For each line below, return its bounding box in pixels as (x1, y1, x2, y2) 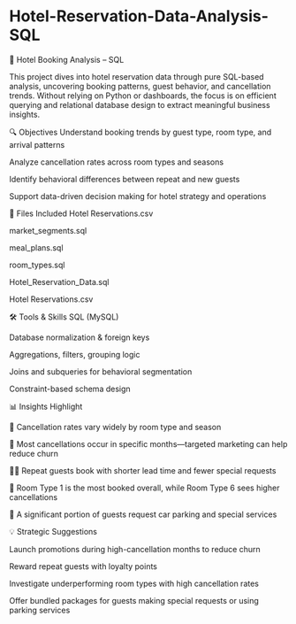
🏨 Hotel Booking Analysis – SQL (9, 54, 125, 65)
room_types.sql (9, 259, 65, 270)
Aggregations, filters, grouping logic (9, 349, 140, 359)
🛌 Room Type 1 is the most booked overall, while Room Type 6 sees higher (9, 482, 280, 493)
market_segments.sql (9, 225, 87, 235)
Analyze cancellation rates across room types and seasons (9, 157, 224, 167)
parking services (9, 605, 71, 615)
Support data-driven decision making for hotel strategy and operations (9, 190, 267, 201)
